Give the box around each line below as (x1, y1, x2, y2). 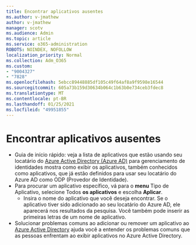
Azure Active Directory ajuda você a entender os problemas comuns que (14, 226, 190, 233)
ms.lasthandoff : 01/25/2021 (6, 101, 75, 107)
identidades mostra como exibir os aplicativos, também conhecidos (14, 164, 178, 171)
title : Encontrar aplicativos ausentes (6, 8, 104, 15)
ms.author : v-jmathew (6, 14, 59, 20)
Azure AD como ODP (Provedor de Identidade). (14, 176, 129, 183)
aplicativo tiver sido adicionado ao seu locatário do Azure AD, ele (23, 201, 180, 208)
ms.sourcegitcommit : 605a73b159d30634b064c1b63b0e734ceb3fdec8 (6, 85, 164, 91)
